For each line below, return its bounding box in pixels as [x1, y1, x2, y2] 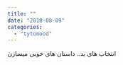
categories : [7, 23, 43, 30]
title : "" [7, 10, 37, 18]
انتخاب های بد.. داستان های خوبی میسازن [7, 49, 117, 58]
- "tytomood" [14, 30, 53, 37]
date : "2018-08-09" [7, 17, 65, 24]
